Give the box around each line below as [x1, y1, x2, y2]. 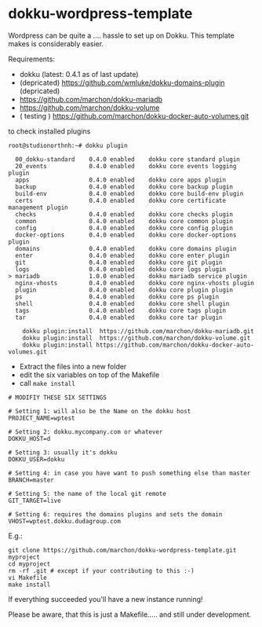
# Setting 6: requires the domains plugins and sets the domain [8, 510, 223, 519]
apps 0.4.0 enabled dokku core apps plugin [15, 176, 226, 184]
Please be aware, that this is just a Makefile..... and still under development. [8, 610, 252, 619]
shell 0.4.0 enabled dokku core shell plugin [15, 299, 230, 307]
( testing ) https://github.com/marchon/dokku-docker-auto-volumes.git [19, 111, 249, 120]
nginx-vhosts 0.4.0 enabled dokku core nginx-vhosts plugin [15, 279, 255, 287]
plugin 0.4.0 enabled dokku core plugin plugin [15, 286, 234, 294]
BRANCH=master [8, 476, 55, 484]
